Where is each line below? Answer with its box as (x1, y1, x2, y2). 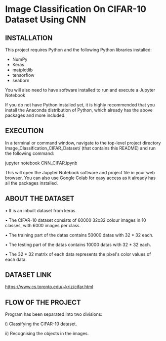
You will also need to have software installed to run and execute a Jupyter (5, 87, 156, 93)
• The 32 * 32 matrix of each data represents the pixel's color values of (5, 251, 151, 257)
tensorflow (12, 72, 35, 78)
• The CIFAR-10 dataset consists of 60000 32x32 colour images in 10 (5, 217, 147, 223)
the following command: (5, 150, 54, 156)
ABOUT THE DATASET (5, 195, 75, 203)
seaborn (12, 78, 30, 83)
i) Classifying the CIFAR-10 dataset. (5, 321, 77, 327)
